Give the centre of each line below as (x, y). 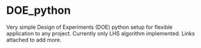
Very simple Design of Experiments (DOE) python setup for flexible (90, 27)
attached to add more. (34, 40)
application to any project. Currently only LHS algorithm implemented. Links (100, 33)
